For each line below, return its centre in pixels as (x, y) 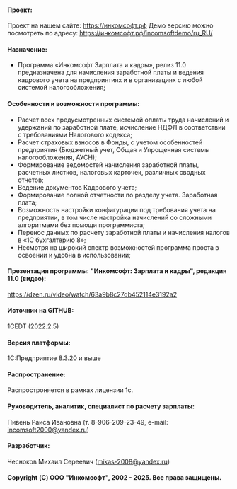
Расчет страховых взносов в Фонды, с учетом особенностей (110, 142)
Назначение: (27, 49)
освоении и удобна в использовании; (74, 255)
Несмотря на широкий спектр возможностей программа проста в (118, 247)
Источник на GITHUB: (41, 311)
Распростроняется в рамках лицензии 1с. (70, 390)
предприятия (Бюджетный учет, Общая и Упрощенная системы (114, 149)
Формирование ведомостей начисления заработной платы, (108, 165)
